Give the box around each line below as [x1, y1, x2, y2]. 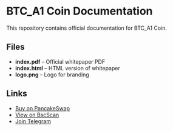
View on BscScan [15, 111, 59, 118]
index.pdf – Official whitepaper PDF [15, 58, 106, 65]
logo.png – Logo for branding [15, 71, 89, 78]
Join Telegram [15, 117, 52, 125]
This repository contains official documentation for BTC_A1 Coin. [6, 24, 168, 32]
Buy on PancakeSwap [15, 104, 70, 112]
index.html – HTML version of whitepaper [15, 64, 120, 72]
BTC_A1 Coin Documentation [6, 4, 153, 18]
